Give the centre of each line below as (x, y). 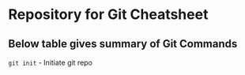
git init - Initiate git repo (51, 62)
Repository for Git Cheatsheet (108, 15)
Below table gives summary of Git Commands (123, 44)
